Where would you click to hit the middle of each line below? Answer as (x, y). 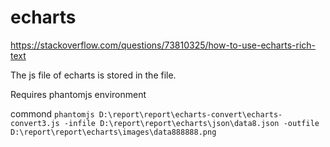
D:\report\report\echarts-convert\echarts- (190, 114)
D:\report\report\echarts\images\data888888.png (113, 132)
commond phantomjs (52, 113)
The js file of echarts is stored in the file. (93, 75)
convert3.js (35, 123)
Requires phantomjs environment (78, 94)
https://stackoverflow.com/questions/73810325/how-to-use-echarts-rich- (163, 45)
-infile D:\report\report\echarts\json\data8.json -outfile (191, 123)
